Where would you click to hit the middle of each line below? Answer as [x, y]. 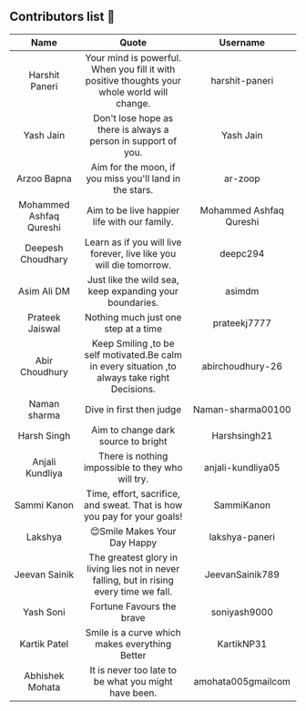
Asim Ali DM [44, 290]
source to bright [133, 441]
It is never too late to [133, 670]
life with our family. [133, 221]
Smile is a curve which [133, 632]
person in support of [133, 140]
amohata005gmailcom [242, 681]
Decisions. [133, 389]
